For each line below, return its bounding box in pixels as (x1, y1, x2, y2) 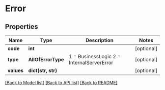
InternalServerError (68, 59, 113, 66)
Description (85, 37, 114, 44)
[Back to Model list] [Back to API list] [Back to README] (5, 80, 118, 86)
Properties (5, 22, 38, 31)
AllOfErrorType (28, 56, 64, 63)
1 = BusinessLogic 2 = (68, 53, 121, 60)
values (7, 67, 24, 74)
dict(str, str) (28, 67, 57, 74)
